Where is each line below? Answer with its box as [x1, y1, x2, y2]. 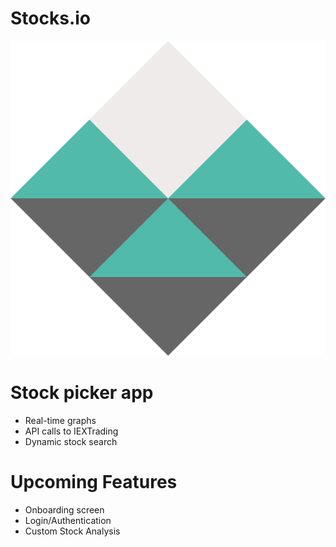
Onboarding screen [24, 503, 105, 516]
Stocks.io [10, 7, 91, 30]
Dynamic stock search [24, 435, 118, 447]
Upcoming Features [10, 471, 178, 494]
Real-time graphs [24, 414, 97, 426]
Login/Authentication [24, 514, 112, 526]
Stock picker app [10, 382, 154, 404]
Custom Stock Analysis [24, 525, 121, 537]
